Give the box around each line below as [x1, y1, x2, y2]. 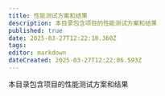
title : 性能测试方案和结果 [8, 11, 89, 20]
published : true [8, 26, 63, 34]
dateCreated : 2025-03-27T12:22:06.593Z [8, 57, 142, 65]
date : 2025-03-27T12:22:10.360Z [8, 34, 117, 42]
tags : [8, 42, 27, 50]
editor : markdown [8, 49, 67, 57]
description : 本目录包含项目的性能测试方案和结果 [8, 19, 158, 27]
